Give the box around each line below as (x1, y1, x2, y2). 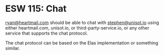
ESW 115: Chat (5, 3, 67, 14)
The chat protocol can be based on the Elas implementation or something (5, 39, 158, 45)
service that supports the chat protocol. (5, 30, 88, 36)
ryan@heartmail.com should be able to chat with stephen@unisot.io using (5, 19, 159, 25)
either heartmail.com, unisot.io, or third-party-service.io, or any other (5, 24, 149, 30)
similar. (5, 45, 20, 51)
